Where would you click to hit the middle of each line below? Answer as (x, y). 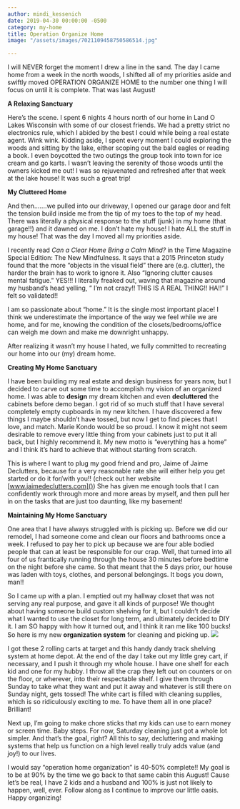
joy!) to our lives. (32, 753)
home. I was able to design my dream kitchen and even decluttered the (113, 396)
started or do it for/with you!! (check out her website (84, 478)
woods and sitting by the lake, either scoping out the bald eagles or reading (119, 148)
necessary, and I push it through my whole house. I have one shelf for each (118, 664)
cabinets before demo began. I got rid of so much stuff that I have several (116, 404)
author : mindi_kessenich (44, 14)
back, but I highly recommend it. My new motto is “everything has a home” (117, 442)
